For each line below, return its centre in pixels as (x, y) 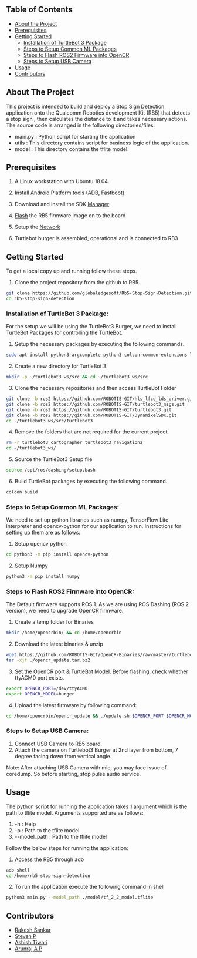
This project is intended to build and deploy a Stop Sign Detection (85, 106)
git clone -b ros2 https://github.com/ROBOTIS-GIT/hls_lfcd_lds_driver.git (101, 399)
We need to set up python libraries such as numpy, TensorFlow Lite (87, 520)
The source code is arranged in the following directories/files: (81, 125)
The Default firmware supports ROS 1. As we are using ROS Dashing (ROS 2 (98, 604)
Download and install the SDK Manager (62, 204)
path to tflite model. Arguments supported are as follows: (75, 812)
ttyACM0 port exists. (39, 677)
